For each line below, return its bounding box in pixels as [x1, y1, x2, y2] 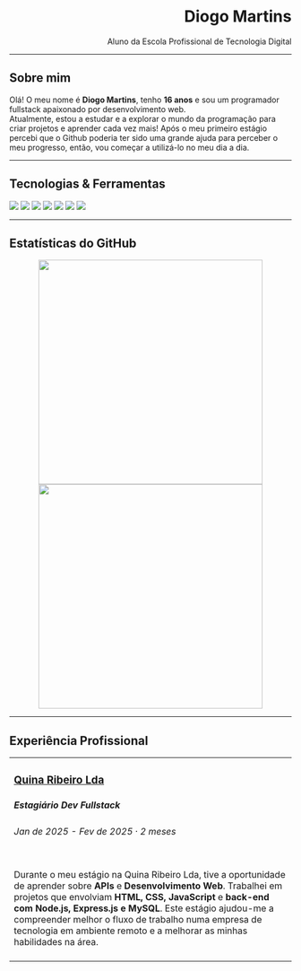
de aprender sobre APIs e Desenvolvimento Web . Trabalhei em [13, 879, 283, 892]
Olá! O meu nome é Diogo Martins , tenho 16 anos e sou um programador [9, 94, 280, 105]
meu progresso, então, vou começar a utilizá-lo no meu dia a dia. [9, 142, 250, 153]
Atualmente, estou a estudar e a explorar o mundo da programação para [9, 113, 276, 124]
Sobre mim [9, 70, 72, 86]
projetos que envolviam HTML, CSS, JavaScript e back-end [13, 890, 271, 903]
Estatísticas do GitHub [9, 235, 137, 250]
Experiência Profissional [9, 733, 149, 748]
